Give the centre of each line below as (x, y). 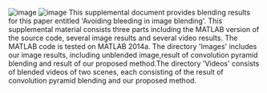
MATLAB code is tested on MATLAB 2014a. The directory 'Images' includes (133, 46)
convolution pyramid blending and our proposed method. (103, 81)
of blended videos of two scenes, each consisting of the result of (116, 72)
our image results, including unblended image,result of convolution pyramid (133, 55)
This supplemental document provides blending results (160, 12)
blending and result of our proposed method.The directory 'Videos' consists (134, 63)
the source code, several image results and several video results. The (123, 38)
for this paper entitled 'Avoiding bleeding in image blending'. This (115, 21)
